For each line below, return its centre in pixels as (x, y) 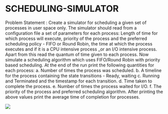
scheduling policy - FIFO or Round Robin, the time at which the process (79, 43)
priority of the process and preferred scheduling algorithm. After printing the (84, 91)
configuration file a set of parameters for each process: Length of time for (81, 33)
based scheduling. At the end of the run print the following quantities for (80, 65)
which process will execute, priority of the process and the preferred (76, 38)
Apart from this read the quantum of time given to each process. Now (77, 54)
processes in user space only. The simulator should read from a (71, 27)
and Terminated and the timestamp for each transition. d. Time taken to (79, 81)
